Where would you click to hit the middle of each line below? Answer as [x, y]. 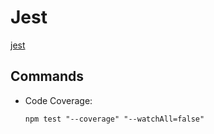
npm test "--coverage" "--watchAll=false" [114, 119]
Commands [47, 76]
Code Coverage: [58, 100]
